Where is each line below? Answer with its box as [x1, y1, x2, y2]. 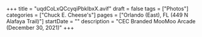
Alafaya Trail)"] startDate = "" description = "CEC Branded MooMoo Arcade [6, 18, 196, 24]
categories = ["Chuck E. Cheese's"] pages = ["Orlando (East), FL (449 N [6, 11, 189, 18]
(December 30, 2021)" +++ [6, 24, 74, 31]
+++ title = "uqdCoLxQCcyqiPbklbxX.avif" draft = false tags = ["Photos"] [6, 5, 189, 12]
